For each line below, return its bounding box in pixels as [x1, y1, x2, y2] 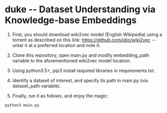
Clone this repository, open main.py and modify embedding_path [12, 52, 150, 58]
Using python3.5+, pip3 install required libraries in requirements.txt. [12, 67, 155, 74]
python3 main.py [5, 102, 39, 108]
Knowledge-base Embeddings [5, 14, 137, 26]
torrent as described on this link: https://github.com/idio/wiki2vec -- [12, 37, 156, 43]
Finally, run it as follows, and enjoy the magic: [12, 93, 109, 99]
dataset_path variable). [12, 83, 61, 89]
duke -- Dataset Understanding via [5, 4, 156, 15]
